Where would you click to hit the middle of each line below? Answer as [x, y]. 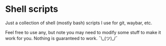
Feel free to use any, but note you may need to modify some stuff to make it [83, 32]
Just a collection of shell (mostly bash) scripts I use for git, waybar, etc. [79, 23]
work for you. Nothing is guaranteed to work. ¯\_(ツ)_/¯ [61, 38]
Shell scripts [32, 9]
